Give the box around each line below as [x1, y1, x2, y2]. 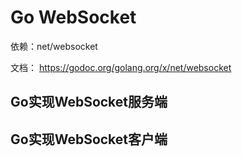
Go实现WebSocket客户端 [10, 131, 168, 148]
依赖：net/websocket [10, 40, 98, 52]
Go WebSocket [10, 6, 137, 29]
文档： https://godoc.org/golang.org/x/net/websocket [10, 61, 232, 73]
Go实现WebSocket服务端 [10, 94, 168, 111]
